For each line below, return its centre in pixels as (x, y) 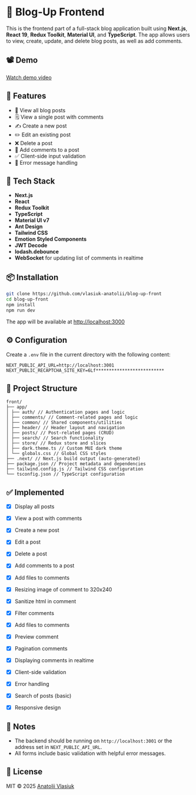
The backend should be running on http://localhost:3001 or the (93, 741)
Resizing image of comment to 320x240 (63, 589)
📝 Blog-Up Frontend (55, 12)
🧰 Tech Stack (31, 181)
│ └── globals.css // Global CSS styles (57, 454)
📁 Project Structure (42, 388)
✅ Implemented (35, 492)
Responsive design (38, 708)
